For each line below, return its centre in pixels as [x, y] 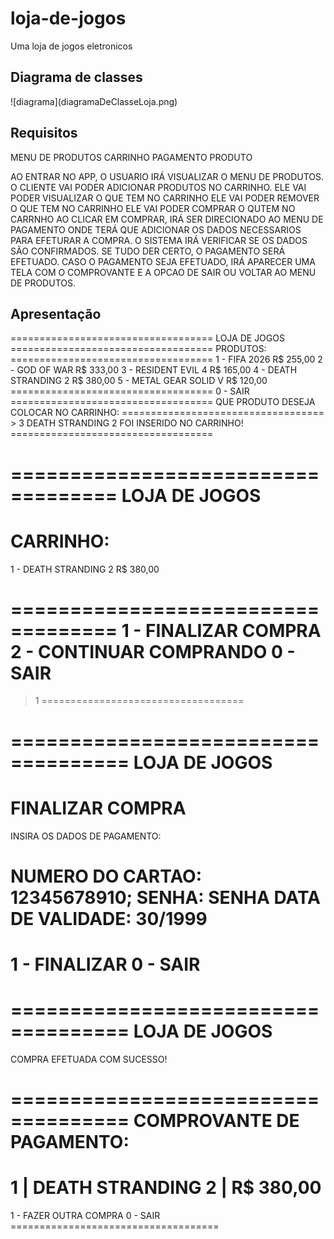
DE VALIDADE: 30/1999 [109, 918]
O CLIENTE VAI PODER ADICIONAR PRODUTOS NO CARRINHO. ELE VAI [158, 187]
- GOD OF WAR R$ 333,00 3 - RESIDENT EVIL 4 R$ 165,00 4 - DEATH [154, 370]
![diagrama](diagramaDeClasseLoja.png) [94, 101]
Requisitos [44, 133]
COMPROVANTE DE [216, 1121]
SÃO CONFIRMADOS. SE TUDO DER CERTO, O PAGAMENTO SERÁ [148, 251]
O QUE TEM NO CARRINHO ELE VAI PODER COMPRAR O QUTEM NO [153, 208]
